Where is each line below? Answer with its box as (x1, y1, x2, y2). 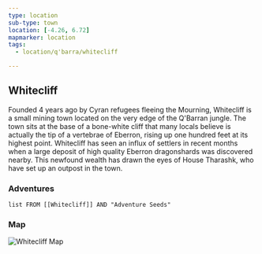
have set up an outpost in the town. (8, 163, 123, 173)
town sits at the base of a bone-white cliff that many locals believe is (8, 121, 231, 131)
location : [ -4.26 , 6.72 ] (8, 26, 90, 34)
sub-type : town (8, 19, 58, 27)
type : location (8, 11, 58, 20)
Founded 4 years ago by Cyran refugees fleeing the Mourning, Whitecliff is (8, 105, 253, 114)
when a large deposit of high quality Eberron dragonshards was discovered (8, 146, 253, 156)
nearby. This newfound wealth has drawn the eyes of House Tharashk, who (8, 155, 254, 164)
